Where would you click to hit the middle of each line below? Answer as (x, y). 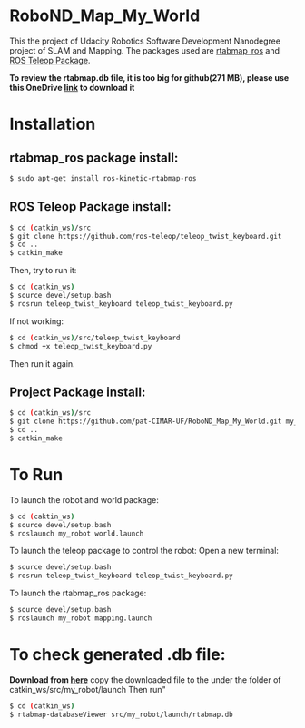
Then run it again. (42, 363)
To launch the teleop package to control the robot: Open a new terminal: (144, 551)
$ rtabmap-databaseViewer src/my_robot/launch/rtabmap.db (121, 714)
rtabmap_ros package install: (94, 157)
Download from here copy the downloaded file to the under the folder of (145, 679)
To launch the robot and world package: (84, 499)
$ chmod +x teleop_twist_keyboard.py (81, 346)
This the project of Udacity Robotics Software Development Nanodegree (145, 41)
